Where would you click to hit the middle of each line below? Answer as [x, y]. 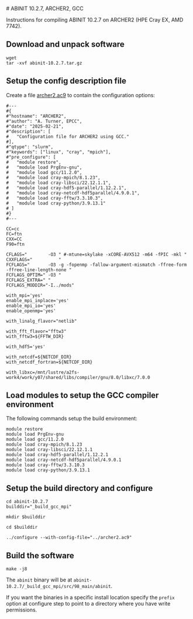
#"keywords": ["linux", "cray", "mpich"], [58, 152]
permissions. [22, 610]
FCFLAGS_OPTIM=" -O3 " [34, 275]
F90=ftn [15, 244]
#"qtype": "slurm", [30, 147]
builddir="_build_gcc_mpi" [39, 507]
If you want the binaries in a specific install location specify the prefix [90, 597]
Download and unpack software [65, 44]
